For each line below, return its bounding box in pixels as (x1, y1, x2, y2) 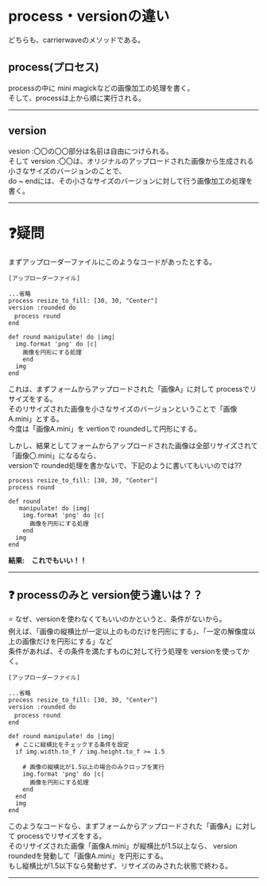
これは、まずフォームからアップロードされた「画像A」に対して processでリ (8, 384, 257, 393)
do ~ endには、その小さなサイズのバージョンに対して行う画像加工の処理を (8, 176, 253, 185)
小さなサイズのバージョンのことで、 (8, 166, 126, 176)
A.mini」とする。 (8, 414, 64, 424)
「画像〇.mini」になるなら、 (8, 451, 101, 460)
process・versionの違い (8, 7, 170, 25)
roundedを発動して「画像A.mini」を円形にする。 (8, 851, 168, 861)
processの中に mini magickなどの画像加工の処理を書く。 (8, 83, 195, 92)
